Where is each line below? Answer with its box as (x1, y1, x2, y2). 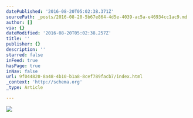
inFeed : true (6, 57, 38, 63)
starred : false (6, 52, 43, 58)
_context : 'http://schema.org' (6, 79, 83, 85)
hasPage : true (6, 63, 41, 69)
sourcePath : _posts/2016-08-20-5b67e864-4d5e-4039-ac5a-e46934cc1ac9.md (6, 14, 188, 20)
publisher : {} (6, 41, 41, 47)
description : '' (6, 47, 46, 53)
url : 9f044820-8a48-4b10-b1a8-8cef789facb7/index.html (6, 74, 143, 79)
